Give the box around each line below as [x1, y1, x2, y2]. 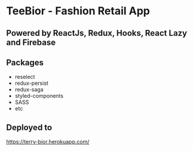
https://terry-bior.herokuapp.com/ [6, 138, 90, 146]
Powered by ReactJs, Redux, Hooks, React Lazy [6, 28, 188, 38]
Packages [6, 57, 44, 67]
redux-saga [14, 86, 44, 93]
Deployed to [6, 122, 53, 132]
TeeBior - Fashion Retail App [6, 4, 151, 18]
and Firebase [6, 37, 56, 47]
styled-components [14, 93, 64, 100]
